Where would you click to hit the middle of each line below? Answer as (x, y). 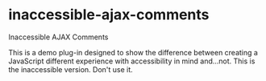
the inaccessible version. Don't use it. (71, 69)
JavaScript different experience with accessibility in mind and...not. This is (132, 61)
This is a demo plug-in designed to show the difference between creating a (133, 52)
